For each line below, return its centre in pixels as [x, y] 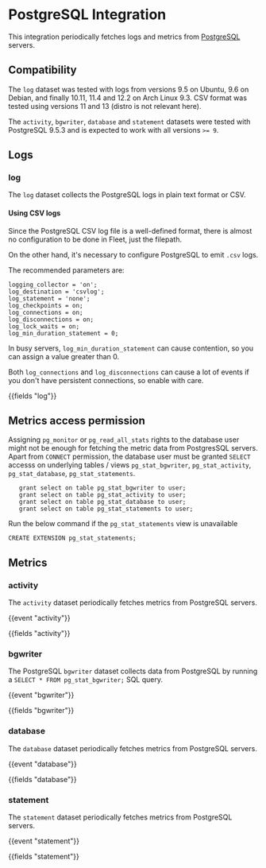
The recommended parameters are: [66, 270]
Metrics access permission [77, 421]
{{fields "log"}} [33, 396]
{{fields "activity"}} [39, 634]
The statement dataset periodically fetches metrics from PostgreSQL [120, 817]
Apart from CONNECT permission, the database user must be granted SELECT [129, 457]
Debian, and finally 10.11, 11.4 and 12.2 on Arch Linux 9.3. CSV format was [128, 98]
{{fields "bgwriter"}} [41, 711]
